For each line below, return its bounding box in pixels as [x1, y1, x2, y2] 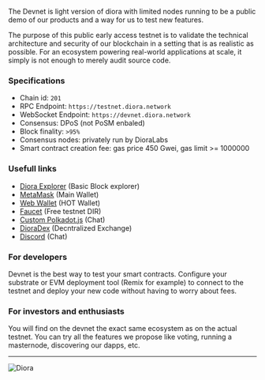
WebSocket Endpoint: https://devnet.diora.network [19, 110, 191, 119]
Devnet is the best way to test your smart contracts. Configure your [8, 269, 227, 279]
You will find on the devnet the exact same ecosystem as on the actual [8, 324, 237, 333]
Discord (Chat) [19, 231, 68, 241]
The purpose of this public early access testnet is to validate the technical [8, 31, 248, 40]
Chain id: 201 [19, 93, 62, 103]
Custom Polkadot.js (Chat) [19, 215, 106, 224]
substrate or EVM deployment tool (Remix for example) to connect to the [8, 277, 244, 287]
